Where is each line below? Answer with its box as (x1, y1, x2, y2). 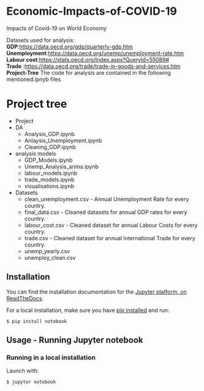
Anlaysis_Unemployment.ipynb (24, 137, 102, 144)
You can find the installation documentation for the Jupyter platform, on (6, 288, 187, 295)
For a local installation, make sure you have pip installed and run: (6, 306, 170, 314)
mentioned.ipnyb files (6, 75, 61, 83)
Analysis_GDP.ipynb (24, 130, 75, 137)
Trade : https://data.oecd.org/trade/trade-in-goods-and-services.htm (6, 63, 181, 70)
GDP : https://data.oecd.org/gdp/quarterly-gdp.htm (6, 43, 133, 50)
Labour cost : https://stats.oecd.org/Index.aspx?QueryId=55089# (6, 56, 170, 63)
